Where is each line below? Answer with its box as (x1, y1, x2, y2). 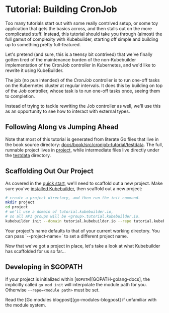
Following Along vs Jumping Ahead (5, 123, 119, 131)
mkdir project (5, 200, 35, 205)
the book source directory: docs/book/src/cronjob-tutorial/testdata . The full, (5, 141, 163, 147)
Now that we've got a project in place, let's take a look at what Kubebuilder (5, 243, 160, 249)
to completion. (5, 93, 35, 99)
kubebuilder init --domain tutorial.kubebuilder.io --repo (5, 218, 132, 223)
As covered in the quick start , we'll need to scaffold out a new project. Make (5, 180, 163, 186)
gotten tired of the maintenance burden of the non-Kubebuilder (5, 56, 136, 62)
